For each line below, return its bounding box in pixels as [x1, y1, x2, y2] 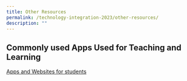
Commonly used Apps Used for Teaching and [6, 42, 182, 53]
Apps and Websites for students [6, 68, 87, 76]
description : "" [6, 20, 47, 26]
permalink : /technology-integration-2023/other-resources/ [6, 15, 159, 21]
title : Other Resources [6, 8, 67, 15]
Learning [6, 52, 41, 62]
